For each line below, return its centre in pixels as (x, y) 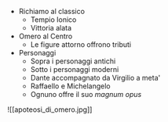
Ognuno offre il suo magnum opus (86, 94)
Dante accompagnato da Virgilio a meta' (95, 78)
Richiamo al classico (52, 11)
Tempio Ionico (53, 20)
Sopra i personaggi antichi (73, 61)
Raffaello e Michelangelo (70, 86)
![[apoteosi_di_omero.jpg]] (50, 109)
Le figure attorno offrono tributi (81, 45)
